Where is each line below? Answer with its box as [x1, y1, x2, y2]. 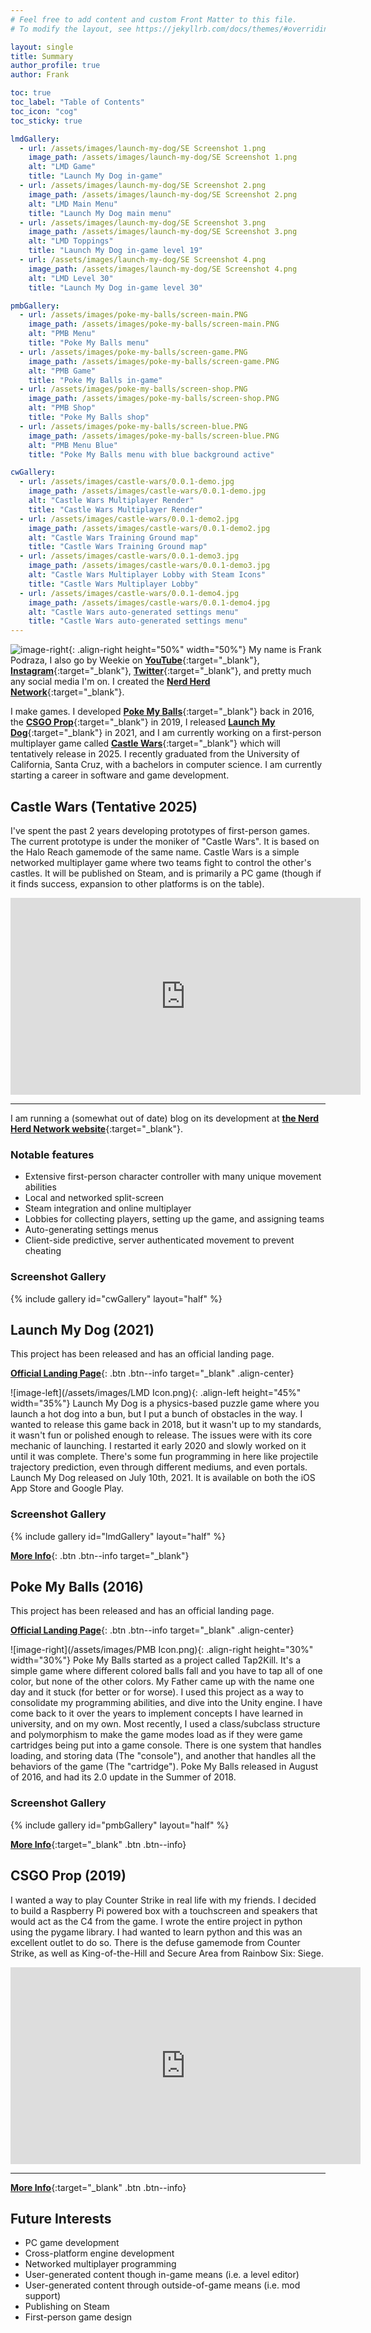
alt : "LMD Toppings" [28, 236, 114, 246]
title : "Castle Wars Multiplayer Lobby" [28, 579, 199, 589]
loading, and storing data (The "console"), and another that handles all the [10, 1750, 317, 1762]
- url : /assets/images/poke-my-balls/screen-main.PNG [19, 310, 248, 320]
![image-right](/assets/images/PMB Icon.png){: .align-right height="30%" [10, 1644, 314, 1656]
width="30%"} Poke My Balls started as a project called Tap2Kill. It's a [10, 1654, 301, 1666]
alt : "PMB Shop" [28, 403, 97, 413]
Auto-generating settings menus [24, 1224, 159, 1236]
